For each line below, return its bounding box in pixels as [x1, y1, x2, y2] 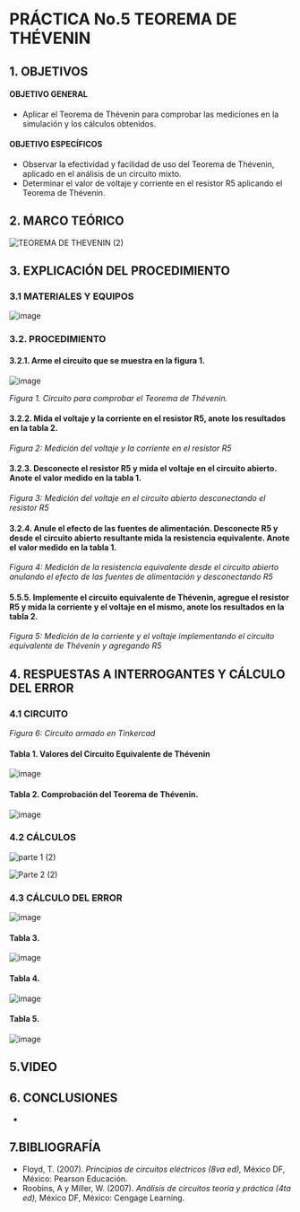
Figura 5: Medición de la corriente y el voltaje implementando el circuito [9, 631, 275, 642]
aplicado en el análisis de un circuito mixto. [21, 168, 182, 179]
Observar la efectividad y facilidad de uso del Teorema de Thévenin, [21, 158, 275, 170]
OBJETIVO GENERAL [9, 89, 88, 100]
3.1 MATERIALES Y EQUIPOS [9, 290, 134, 303]
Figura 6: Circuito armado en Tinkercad [9, 728, 156, 739]
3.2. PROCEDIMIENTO [9, 333, 107, 346]
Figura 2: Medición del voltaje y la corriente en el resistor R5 [9, 443, 232, 453]
